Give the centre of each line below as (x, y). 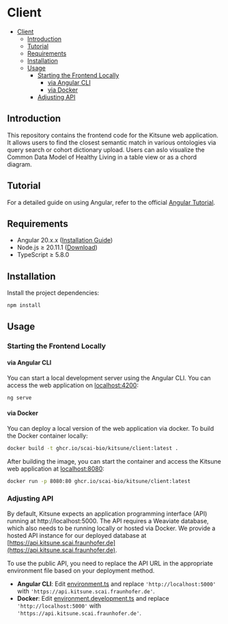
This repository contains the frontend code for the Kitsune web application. (113, 135)
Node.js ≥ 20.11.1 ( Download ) (57, 247)
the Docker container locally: (47, 436)
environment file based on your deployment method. (81, 571)
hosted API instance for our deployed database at (77, 535)
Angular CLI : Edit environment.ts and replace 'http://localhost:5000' (116, 584)
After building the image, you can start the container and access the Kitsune (114, 461)
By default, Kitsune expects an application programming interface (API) (107, 513)
